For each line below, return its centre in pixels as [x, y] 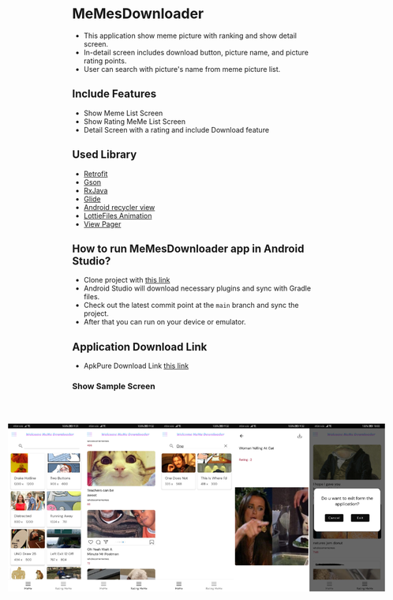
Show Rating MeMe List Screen [135, 121]
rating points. [105, 61]
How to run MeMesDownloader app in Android [188, 248]
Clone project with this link [127, 280]
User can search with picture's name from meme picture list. [182, 69]
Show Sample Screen [114, 386]
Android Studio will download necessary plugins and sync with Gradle [197, 288]
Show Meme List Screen [123, 113]
